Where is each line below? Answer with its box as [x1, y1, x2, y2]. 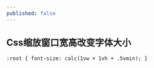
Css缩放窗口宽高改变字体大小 [6, 37, 131, 48]
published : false [6, 10, 56, 17]
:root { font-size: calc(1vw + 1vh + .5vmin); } [6, 55, 148, 62]
